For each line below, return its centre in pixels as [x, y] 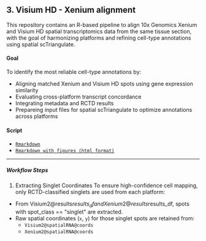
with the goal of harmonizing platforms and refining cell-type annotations [99, 38]
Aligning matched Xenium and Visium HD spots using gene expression [104, 84]
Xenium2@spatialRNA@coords [59, 232]
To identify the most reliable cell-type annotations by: [74, 72]
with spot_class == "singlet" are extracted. [69, 212]
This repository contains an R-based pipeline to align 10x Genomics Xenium [102, 24]
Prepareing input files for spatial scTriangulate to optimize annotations [104, 110]
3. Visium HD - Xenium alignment [71, 10]
